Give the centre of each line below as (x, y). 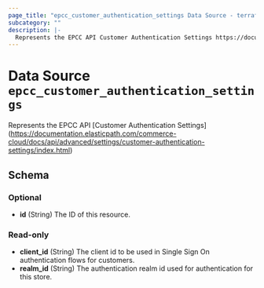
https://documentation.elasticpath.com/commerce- (93, 133)
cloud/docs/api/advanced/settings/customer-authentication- (107, 142)
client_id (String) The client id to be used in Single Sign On (114, 252)
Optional (25, 197)
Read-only (29, 235)
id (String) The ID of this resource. (75, 214)
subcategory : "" (35, 23)
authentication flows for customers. (77, 261)
